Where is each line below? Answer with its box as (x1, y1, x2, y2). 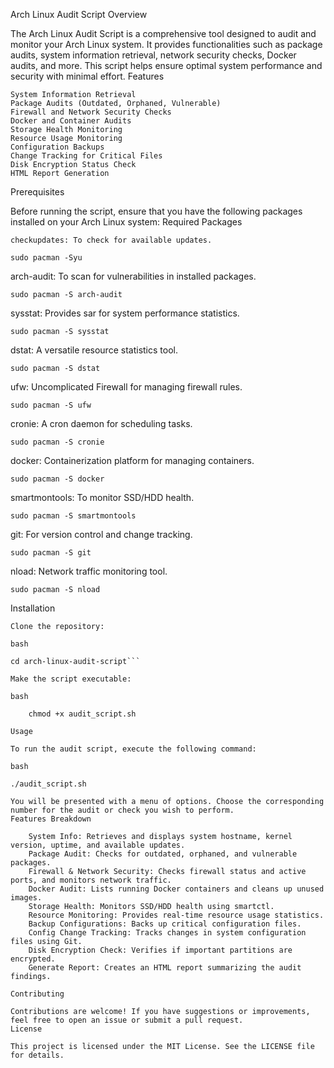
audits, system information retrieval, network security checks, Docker (10, 49, 297, 61)
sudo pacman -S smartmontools (10, 511, 137, 521)
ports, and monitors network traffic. (10, 875, 172, 885)
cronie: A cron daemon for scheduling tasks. (10, 418, 193, 429)
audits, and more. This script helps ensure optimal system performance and (10, 60, 323, 71)
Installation (10, 602, 56, 614)
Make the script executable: (10, 674, 132, 684)
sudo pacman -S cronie (10, 437, 105, 447)
